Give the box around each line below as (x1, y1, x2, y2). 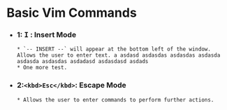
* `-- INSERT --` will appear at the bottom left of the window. (16, 46, 211, 53)
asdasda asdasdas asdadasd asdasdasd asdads (16, 58, 149, 65)
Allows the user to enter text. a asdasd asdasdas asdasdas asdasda (16, 52, 221, 59)
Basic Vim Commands (6, 5, 137, 21)
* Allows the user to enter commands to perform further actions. (16, 96, 214, 103)
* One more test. (16, 64, 68, 71)
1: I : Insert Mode (16, 30, 77, 40)
